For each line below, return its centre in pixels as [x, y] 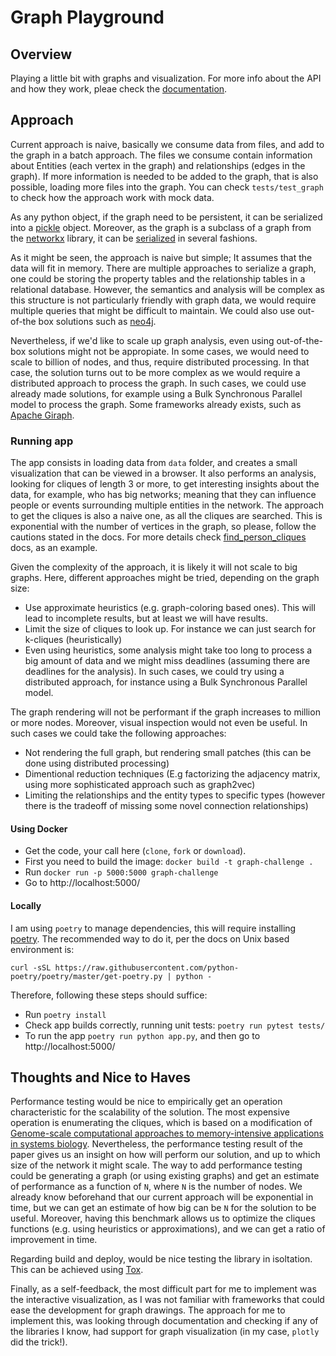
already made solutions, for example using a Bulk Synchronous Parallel [156, 393]
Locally [26, 905]
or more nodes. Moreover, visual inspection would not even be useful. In [159, 723]
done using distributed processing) [97, 763]
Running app [42, 441]
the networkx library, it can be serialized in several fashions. [134, 238]
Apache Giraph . [42, 415]
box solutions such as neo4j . [97, 321]
